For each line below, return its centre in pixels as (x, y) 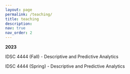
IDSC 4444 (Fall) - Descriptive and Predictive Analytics (62, 57)
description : (19, 24)
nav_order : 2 (19, 33)
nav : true (15, 28)
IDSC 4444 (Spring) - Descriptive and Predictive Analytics (65, 66)
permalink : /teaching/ (29, 14)
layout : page (19, 10)
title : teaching (22, 19)
